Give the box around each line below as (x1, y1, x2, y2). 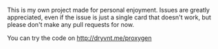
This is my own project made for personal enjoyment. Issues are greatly (7, 6, 210, 14)
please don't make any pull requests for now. (7, 21, 135, 28)
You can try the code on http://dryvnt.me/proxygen (7, 34, 152, 42)
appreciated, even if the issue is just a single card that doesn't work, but (7, 13, 212, 21)
